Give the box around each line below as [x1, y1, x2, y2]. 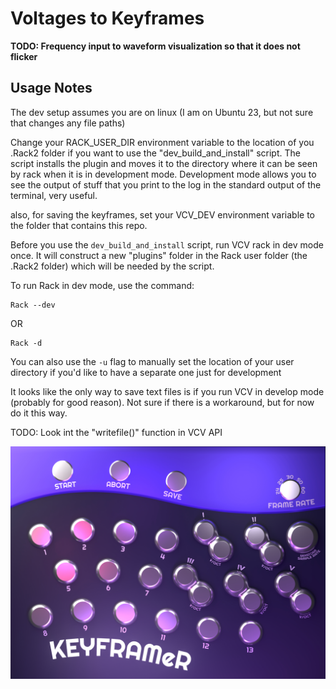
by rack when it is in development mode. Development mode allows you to [10, 168, 317, 180]
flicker [10, 50, 38, 62]
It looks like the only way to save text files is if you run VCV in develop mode [10, 385, 325, 397]
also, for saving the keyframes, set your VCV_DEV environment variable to [10, 208, 315, 221]
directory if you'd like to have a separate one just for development [10, 366, 282, 378]
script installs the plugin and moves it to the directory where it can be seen [10, 157, 318, 169]
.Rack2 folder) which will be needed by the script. [10, 260, 215, 272]
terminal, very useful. [10, 189, 98, 201]
